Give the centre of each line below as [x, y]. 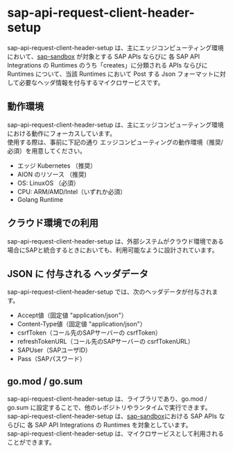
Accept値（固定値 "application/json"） [72, 315]
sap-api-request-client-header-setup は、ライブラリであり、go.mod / [107, 399]
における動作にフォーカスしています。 [62, 133]
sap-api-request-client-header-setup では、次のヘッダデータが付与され [110, 292]
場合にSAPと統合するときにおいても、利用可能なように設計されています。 [113, 250]
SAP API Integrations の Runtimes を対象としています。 [113, 425]
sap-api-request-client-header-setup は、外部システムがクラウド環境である [115, 241]
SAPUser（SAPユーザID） [54, 350]
